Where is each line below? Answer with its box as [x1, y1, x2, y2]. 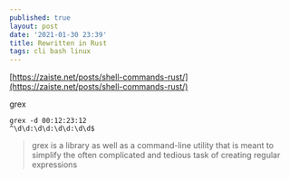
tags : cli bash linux [9, 47, 92, 56]
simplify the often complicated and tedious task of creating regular [31, 150, 281, 161]
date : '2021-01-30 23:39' [9, 30, 107, 39]
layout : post [9, 22, 59, 31]
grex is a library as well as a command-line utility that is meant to [31, 140, 275, 151]
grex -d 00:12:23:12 [9, 117, 88, 126]
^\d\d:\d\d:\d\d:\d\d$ [9, 124, 95, 134]
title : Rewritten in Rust [9, 38, 107, 48]
